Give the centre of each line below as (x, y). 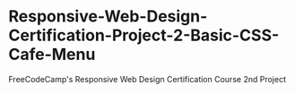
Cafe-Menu (52, 55)
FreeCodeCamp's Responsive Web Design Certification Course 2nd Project (147, 79)
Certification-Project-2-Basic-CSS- (144, 35)
